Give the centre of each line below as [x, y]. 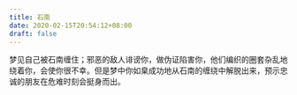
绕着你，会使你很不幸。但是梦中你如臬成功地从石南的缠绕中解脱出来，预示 [145, 70]
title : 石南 [30, 17]
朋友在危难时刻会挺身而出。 [75, 82]
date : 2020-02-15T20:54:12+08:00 [71, 26]
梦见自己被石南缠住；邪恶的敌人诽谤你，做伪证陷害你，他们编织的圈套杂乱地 [148, 60]
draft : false [33, 33]
